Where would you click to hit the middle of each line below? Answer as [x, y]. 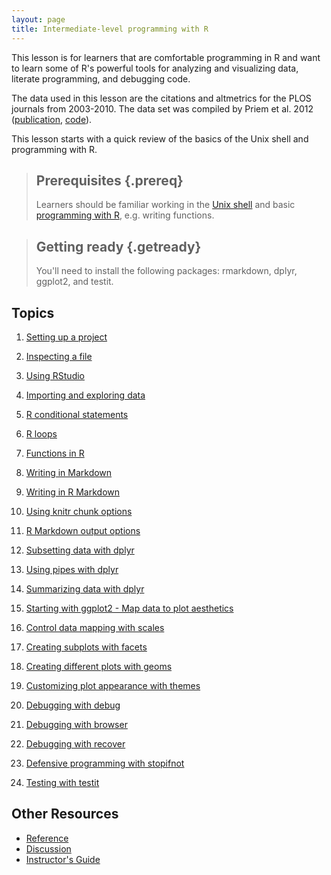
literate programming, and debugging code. [101, 78]
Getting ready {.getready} [118, 246]
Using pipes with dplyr [72, 569]
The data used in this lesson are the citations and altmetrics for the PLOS [161, 98]
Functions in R [55, 453]
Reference [47, 838]
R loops [41, 433]
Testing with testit [62, 782]
